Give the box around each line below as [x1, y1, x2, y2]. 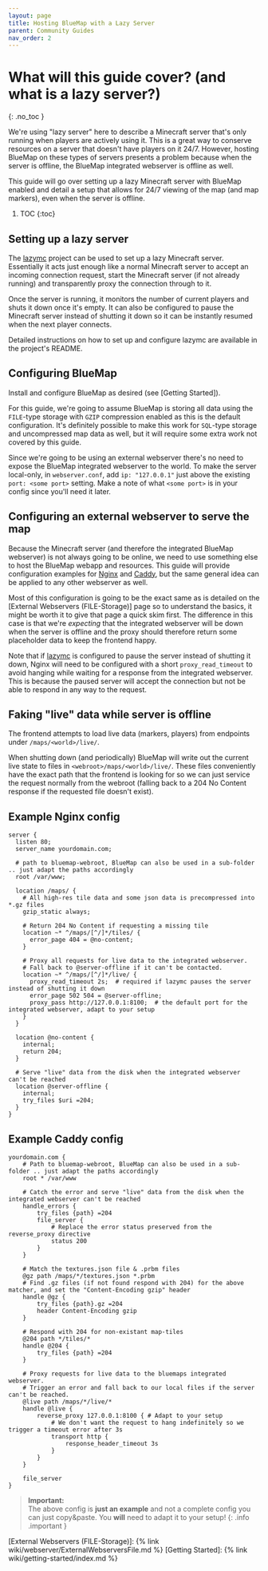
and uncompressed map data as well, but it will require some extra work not [8, 429, 258, 438]
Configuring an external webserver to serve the [8, 510, 250, 524]
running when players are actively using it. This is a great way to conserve [8, 136, 253, 145]
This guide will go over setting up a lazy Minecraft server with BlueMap [8, 176, 242, 186]
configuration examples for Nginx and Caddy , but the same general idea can [8, 568, 259, 579]
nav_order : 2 [8, 34, 52, 42]
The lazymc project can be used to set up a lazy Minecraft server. [8, 253, 225, 263]
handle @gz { [22, 1293, 66, 1301]
